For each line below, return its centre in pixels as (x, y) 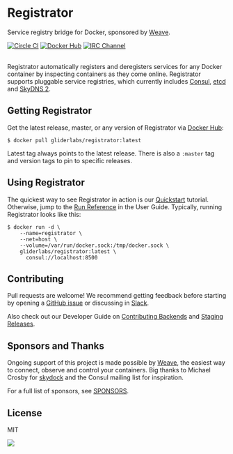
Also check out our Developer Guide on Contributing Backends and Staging (115, 317)
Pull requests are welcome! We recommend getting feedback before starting (117, 296)
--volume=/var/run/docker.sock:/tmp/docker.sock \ (95, 245)
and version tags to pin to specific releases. (70, 160)
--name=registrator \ (51, 233)
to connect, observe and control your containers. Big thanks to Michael (109, 370)
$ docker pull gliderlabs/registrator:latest (74, 140)
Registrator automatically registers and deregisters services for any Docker (115, 66)
